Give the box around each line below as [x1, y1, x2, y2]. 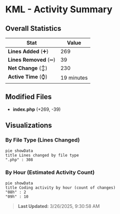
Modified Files [5, 92, 52, 101]
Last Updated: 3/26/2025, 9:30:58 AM [17, 203, 100, 209]
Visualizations [5, 121, 52, 130]
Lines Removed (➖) [8, 56, 55, 63]
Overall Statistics [5, 24, 62, 33]
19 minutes [60, 74, 88, 81]
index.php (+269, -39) [12, 106, 61, 112]
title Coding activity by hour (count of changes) [5, 185, 116, 190]
